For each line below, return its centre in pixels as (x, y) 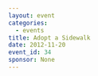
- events (30, 30)
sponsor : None (32, 60)
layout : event (32, 15)
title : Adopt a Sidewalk (49, 38)
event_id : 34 (30, 52)
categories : (28, 23)
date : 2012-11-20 (37, 45)
